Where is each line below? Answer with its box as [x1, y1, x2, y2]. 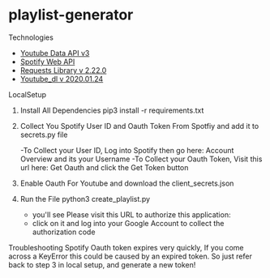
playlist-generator [8, 6, 134, 24]
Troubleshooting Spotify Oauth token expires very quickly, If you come [8, 242, 244, 252]
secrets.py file [19, 130, 68, 139]
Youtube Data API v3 [19, 48, 90, 58]
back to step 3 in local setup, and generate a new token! [8, 259, 196, 269]
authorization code [32, 227, 96, 237]
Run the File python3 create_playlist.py [19, 194, 151, 203]
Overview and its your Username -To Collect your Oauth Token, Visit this [19, 154, 263, 164]
